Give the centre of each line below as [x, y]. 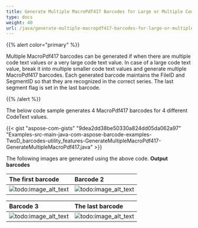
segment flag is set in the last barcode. [53, 88]
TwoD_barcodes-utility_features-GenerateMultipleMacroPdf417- [84, 141]
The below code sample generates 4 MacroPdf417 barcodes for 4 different [97, 110]
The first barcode [34, 180]
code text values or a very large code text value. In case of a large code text [98, 63]
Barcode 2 [89, 180]
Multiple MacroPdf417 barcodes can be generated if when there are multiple [98, 56]
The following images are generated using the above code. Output [87, 159]
